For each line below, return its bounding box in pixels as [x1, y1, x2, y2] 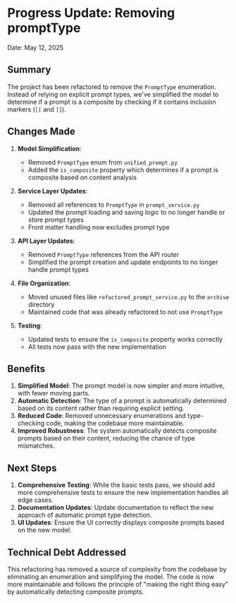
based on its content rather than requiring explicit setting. [17, 404, 185, 412]
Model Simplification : [17, 144, 82, 153]
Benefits [7, 362, 46, 375]
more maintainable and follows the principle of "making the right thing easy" [7, 580, 229, 588]
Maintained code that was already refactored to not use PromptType [27, 307, 223, 316]
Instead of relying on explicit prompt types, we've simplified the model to [7, 90, 219, 98]
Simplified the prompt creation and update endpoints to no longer [27, 258, 218, 266]
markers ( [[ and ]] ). [7, 105, 67, 114]
